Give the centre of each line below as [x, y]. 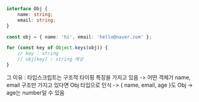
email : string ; [37, 20]
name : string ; [35, 14]
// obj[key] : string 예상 [51, 59]
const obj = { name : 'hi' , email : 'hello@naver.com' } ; [79, 37]
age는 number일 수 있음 [36, 92]
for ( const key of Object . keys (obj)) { [57, 48]
